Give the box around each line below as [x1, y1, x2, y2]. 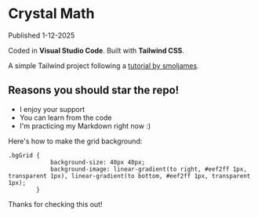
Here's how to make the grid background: [8, 136, 143, 146]
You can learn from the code [19, 113, 112, 122]
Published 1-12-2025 [8, 31, 75, 40]
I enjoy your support [19, 104, 85, 114]
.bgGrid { [8, 151, 41, 159]
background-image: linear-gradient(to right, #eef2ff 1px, [49, 165, 247, 173]
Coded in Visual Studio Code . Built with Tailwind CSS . [8, 45, 185, 55]
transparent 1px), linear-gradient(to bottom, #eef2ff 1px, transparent [8, 172, 251, 180]
